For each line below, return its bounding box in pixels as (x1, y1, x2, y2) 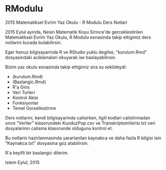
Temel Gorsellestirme (12, 105, 56, 111)
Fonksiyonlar (12, 100, 39, 106)
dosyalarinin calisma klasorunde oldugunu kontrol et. (5, 125, 113, 131)
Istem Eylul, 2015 (5, 159, 40, 165)
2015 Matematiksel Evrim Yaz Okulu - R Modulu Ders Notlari (5, 19, 127, 25)
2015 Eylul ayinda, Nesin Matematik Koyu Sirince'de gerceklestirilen (5, 29, 144, 35)
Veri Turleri (12, 89, 35, 95)
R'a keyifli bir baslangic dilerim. (5, 150, 69, 156)
